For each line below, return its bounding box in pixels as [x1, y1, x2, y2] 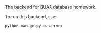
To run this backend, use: [5, 14, 57, 19]
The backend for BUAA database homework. [5, 4, 97, 10]
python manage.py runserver [5, 23, 63, 28]
